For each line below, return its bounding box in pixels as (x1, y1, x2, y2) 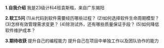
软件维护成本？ (5, 27, 36, 33)
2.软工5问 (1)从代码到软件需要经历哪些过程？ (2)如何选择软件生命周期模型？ (5, 15, 160, 21)
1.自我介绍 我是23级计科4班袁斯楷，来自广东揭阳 (5, 5, 105, 10)
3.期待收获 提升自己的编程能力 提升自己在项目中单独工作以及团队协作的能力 (5, 38, 159, 44)
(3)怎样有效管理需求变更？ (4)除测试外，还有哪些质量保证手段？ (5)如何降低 (5, 22, 160, 27)
